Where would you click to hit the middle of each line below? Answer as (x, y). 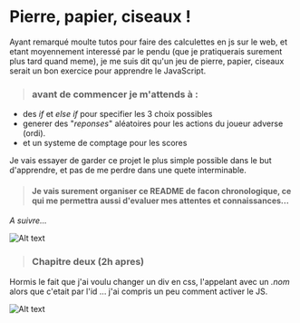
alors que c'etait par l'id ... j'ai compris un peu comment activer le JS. (139, 291)
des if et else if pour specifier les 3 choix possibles (117, 114)
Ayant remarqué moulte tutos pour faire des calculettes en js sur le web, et (149, 42)
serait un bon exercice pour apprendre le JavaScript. (108, 71)
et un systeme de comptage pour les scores (105, 143)
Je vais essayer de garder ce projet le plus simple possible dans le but (140, 161)
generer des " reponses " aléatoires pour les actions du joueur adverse (153, 123)
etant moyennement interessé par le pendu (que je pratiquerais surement (146, 51)
